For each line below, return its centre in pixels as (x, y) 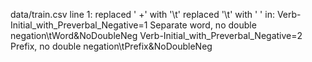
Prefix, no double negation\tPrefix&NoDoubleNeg (111, 46)
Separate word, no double (203, 25)
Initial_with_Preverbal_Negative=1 (79, 25)
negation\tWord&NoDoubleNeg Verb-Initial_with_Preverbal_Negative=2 (156, 35)
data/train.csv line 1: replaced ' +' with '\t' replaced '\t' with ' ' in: (142, 14)
